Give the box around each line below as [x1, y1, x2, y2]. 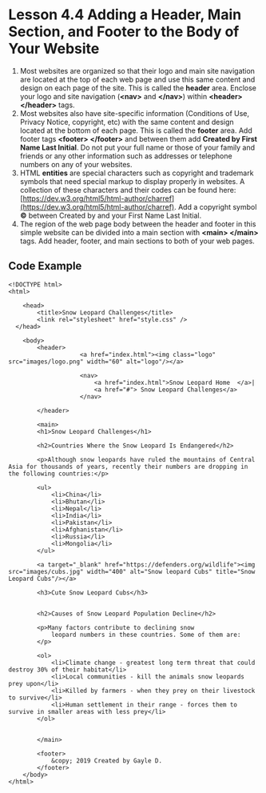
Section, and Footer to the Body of [8, 22, 240, 41]
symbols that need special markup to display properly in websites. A [19, 176, 245, 186]
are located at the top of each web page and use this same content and [19, 74, 256, 84]
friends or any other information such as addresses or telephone [19, 150, 233, 161]
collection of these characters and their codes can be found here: [19, 185, 236, 194]
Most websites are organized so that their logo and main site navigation [19, 66, 256, 75]
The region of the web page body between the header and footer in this [19, 218, 256, 229]
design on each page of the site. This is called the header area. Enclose [19, 82, 257, 93]
